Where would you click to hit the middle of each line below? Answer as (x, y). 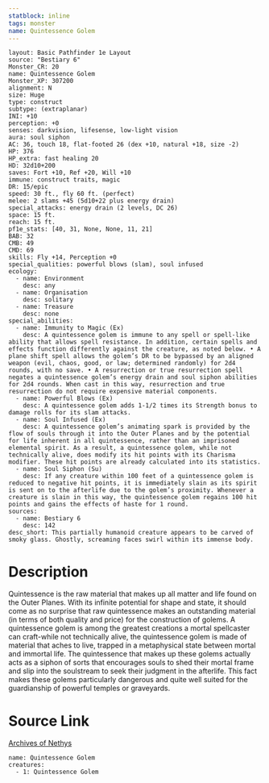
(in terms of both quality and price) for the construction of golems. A (122, 620)
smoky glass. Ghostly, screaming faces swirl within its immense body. (131, 540)
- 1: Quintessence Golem (57, 772)
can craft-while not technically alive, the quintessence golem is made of (128, 637)
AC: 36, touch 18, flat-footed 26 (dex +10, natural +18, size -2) (124, 145)
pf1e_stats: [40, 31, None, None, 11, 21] (81, 229)
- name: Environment (50, 279)
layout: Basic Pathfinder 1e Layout (70, 53)
